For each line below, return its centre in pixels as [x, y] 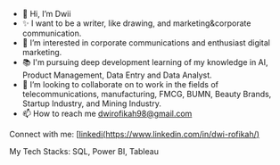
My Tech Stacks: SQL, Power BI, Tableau [84, 151]
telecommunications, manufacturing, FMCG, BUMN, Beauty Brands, [147, 94]
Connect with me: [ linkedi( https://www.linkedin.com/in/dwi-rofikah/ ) [135, 134]
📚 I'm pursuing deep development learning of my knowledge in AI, [145, 62]
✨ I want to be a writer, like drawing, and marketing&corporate [136, 23]
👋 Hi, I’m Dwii [46, 14]
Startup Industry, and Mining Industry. [92, 103]
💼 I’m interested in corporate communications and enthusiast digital [146, 43]
